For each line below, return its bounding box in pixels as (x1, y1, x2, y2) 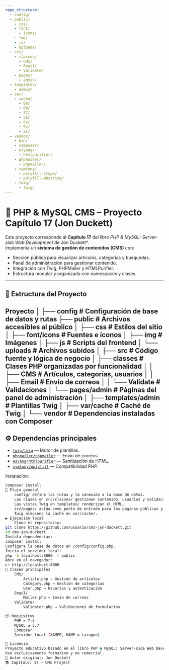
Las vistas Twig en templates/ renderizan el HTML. (14, 501, 125, 507)
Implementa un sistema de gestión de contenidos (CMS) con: (5, 244, 135, 250)
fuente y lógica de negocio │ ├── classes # (5, 354, 144, 363)
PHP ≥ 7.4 (14, 618, 35, 623)
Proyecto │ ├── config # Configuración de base (5, 307, 158, 315)
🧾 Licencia (5, 641, 28, 646)
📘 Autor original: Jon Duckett (5, 655, 71, 660)
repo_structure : (5, 7, 39, 13)
